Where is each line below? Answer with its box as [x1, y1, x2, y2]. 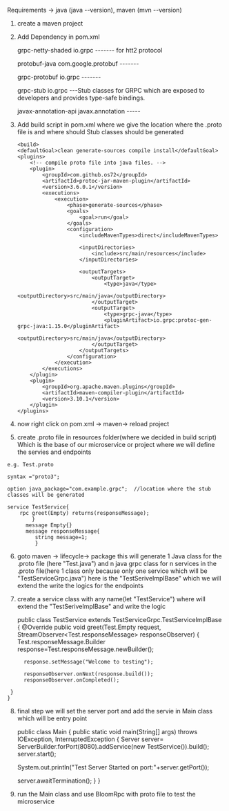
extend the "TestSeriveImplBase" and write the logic [17, 602, 166, 610]
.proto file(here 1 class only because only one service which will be [17, 567, 208, 575]
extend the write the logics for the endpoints [17, 581, 143, 590]
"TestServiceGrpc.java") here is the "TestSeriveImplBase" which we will [17, 574, 221, 582]
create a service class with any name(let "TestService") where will [17, 595, 206, 603]
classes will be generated [7, 491, 85, 498]
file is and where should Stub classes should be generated [17, 128, 184, 136]
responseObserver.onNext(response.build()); [23, 671, 154, 677]
